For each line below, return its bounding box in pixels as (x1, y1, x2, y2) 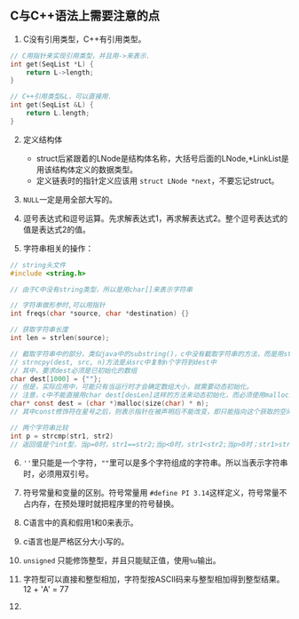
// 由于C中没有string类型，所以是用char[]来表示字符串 (10, 285, 193, 294)
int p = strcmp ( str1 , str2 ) (10, 432, 114, 440)
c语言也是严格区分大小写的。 (22, 536, 130, 546)
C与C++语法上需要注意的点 (10, 8, 161, 24)
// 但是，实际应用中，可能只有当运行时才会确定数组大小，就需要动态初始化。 (10, 383, 254, 392)
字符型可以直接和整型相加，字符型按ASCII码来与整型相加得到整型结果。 (22, 574, 285, 584)
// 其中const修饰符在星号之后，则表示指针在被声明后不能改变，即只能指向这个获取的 (10, 408, 280, 417)
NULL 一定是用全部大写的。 (22, 194, 118, 204)
